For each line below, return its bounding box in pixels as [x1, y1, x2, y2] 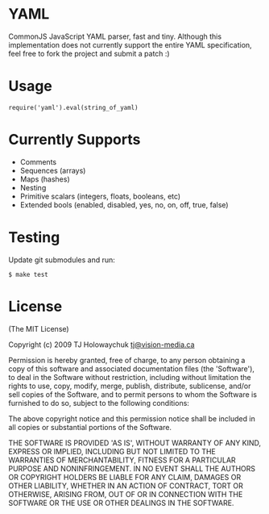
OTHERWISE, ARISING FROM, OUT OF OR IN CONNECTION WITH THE [8, 489, 243, 499]
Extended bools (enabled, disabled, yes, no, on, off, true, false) [19, 199, 229, 210]
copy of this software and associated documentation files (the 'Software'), [8, 364, 255, 374]
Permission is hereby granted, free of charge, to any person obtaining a [8, 355, 246, 365]
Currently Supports [8, 131, 141, 149]
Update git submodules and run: [8, 255, 115, 265]
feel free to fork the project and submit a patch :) [8, 48, 171, 58]
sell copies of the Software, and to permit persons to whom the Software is [8, 389, 258, 399]
